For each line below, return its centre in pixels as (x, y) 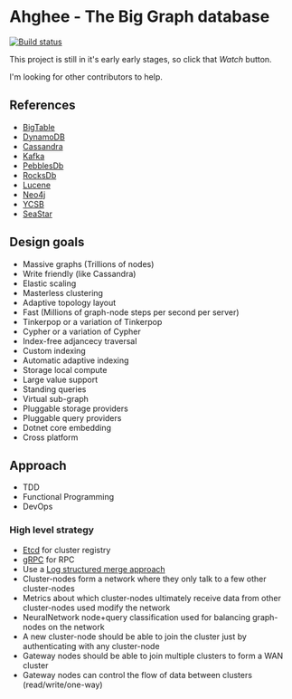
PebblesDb (43, 166)
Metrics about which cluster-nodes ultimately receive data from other (152, 598)
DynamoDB (43, 137)
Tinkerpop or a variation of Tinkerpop (92, 321)
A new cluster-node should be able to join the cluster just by (134, 637)
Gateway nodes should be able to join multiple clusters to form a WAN (153, 656)
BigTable (39, 127)
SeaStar (37, 214)
